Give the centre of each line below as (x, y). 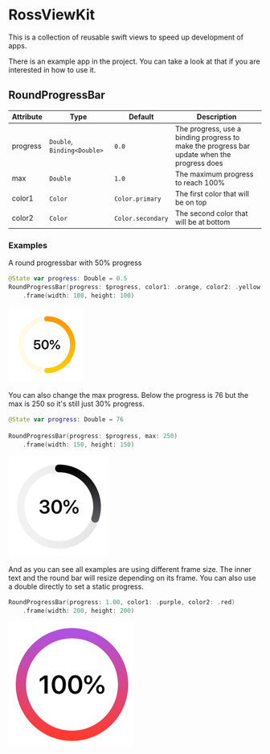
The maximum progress (215, 174)
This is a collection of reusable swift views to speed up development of (126, 37)
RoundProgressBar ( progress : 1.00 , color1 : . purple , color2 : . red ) (122, 603)
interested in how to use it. (52, 69)
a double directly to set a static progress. (76, 586)
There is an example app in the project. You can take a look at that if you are (134, 61)
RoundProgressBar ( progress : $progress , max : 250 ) (93, 437)
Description (217, 117)
